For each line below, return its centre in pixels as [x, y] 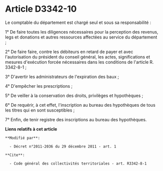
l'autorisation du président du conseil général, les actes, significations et [78, 57]
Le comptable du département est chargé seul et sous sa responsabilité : [78, 22]
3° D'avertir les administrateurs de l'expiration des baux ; [62, 76]
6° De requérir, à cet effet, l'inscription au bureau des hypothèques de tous [80, 105]
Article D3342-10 [41, 9]
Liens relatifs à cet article [31, 129]
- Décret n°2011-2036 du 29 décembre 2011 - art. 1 [63, 146]
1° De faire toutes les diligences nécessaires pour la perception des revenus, [82, 32]
